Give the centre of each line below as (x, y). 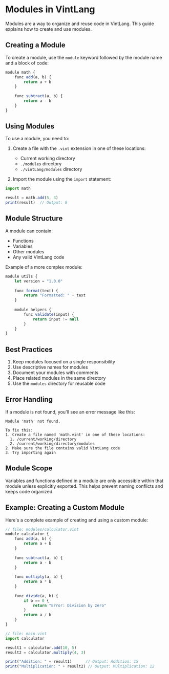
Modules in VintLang (50, 9)
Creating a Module (35, 45)
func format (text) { (36, 291)
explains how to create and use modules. (49, 29)
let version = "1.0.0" (39, 281)
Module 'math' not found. (33, 421)
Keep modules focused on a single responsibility (64, 362)
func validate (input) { (49, 314)
